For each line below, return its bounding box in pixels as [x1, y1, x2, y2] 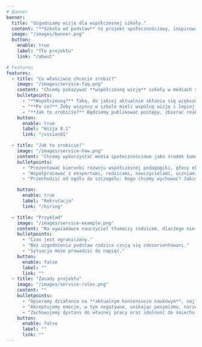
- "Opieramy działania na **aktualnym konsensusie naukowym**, [22, 298, 185, 304]
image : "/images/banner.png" [11, 31, 85, 37]
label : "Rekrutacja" [22, 198, 74, 204]
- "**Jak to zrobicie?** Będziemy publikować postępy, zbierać [22, 109, 185, 115]
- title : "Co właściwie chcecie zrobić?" [11, 76, 117, 82]
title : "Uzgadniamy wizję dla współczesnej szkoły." [11, 20, 147, 26]
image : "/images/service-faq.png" [17, 81, 103, 87]
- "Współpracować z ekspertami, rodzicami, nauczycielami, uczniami [22, 170, 198, 176]
